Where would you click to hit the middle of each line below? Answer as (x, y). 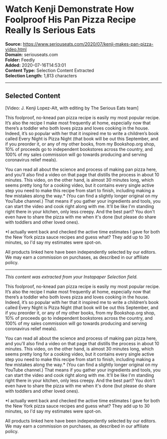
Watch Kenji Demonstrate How (70, 9)
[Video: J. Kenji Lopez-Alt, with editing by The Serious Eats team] (72, 108)
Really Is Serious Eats (50, 30)
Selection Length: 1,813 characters (41, 75)
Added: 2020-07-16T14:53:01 (36, 65)
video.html (16, 49)
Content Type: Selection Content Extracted (50, 70)
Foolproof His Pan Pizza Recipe (71, 20)
